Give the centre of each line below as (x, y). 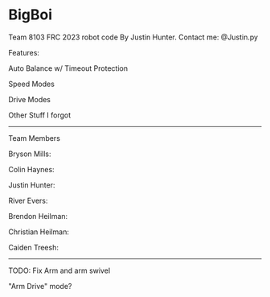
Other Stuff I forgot (39, 115)
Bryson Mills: (30, 154)
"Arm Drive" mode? (40, 286)
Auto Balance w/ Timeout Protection (68, 68)
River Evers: (28, 200)
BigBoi (31, 15)
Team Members (34, 138)
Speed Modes (31, 84)
